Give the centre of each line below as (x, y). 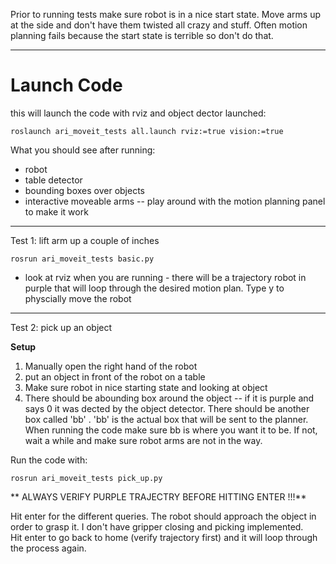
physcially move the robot (78, 298)
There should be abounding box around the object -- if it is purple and (169, 398)
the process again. (48, 548)
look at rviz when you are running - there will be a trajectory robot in (165, 277)
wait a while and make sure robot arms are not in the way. (143, 440)
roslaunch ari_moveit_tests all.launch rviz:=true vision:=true (147, 131)
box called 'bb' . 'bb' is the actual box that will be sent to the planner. (166, 419)
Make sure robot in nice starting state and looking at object (146, 387)
